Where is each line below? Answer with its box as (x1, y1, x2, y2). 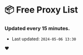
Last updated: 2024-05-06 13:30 (11, 36, 77, 42)
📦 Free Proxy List (4, 4, 78, 16)
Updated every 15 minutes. (4, 25, 70, 32)
